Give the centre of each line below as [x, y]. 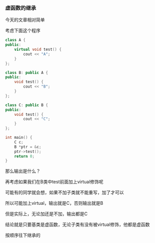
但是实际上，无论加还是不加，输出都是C [46, 214]
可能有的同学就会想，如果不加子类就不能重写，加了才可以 [64, 193]
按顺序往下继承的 [23, 235]
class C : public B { [27, 105]
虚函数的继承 [21, 8]
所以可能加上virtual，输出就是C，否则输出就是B [54, 203]
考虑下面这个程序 [23, 31]
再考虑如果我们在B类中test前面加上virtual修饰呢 [54, 182]
